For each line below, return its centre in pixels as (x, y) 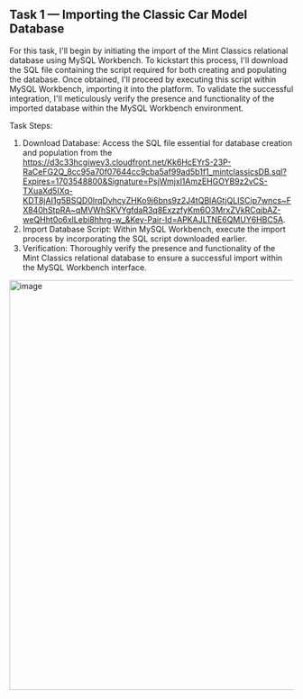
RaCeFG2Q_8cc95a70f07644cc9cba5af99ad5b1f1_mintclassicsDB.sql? (154, 171)
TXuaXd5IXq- (48, 191)
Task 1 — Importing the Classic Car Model (129, 15)
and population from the (67, 152)
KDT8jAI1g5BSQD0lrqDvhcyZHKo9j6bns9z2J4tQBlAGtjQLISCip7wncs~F (156, 200)
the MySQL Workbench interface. (84, 267)
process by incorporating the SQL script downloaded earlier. (135, 239)
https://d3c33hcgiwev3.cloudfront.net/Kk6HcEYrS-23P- (127, 162)
